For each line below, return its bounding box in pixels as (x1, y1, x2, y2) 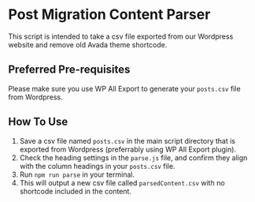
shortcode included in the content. (19, 186, 132, 196)
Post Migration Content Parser (8, 6, 211, 24)
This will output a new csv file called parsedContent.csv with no (19, 178, 226, 187)
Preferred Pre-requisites (8, 63, 131, 77)
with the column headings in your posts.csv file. (19, 161, 176, 170)
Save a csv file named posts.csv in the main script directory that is (19, 136, 236, 145)
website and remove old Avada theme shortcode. (8, 39, 168, 49)
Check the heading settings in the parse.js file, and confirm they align (19, 152, 248, 163)
